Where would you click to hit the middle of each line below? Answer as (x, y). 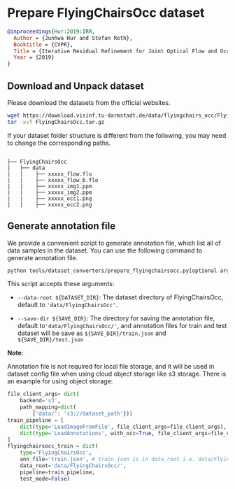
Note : (15, 353)
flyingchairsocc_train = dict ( (53, 446)
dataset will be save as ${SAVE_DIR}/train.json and (92, 333)
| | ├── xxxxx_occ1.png (50, 198)
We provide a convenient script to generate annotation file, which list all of (114, 243)
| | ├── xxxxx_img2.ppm (50, 192)
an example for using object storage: (60, 381)
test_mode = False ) (45, 479)
